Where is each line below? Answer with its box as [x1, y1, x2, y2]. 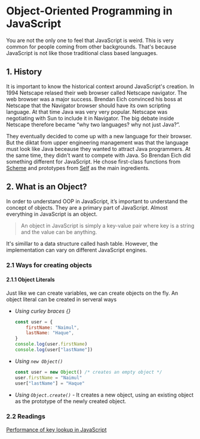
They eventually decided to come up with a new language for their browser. [6, 132, 192, 140]
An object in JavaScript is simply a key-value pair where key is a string [20, 222, 195, 229]
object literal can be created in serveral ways [6, 295, 117, 303]
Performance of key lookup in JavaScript [6, 426, 107, 433]
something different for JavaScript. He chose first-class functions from [6, 158, 181, 165]
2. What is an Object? [6, 181, 88, 192]
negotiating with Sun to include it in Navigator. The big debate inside [6, 114, 174, 122]
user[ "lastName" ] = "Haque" [14, 380, 85, 386]
